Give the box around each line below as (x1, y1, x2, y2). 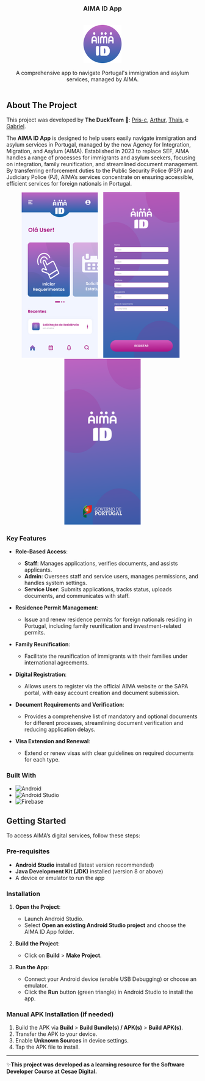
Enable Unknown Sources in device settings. (15, 1037, 129, 1044)
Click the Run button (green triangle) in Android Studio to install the (24, 988, 193, 995)
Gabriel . (6, 123, 26, 130)
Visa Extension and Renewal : (15, 738, 90, 745)
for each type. (24, 756, 60, 763)
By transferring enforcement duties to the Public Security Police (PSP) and (6, 167, 193, 175)
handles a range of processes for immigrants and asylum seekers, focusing (6, 154, 196, 161)
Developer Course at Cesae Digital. (6, 1068, 98, 1076)
